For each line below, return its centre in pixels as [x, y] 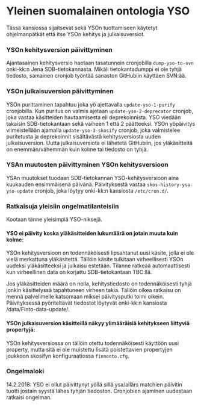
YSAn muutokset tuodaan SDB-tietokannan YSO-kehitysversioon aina [93, 178]
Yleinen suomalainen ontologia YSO [98, 11]
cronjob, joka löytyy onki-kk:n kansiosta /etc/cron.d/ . [102, 190]
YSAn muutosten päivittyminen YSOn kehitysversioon [87, 165]
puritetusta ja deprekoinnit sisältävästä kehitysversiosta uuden [84, 136]
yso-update [20, 191]
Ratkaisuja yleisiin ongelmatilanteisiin [63, 206]
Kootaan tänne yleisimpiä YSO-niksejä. [54, 219]
